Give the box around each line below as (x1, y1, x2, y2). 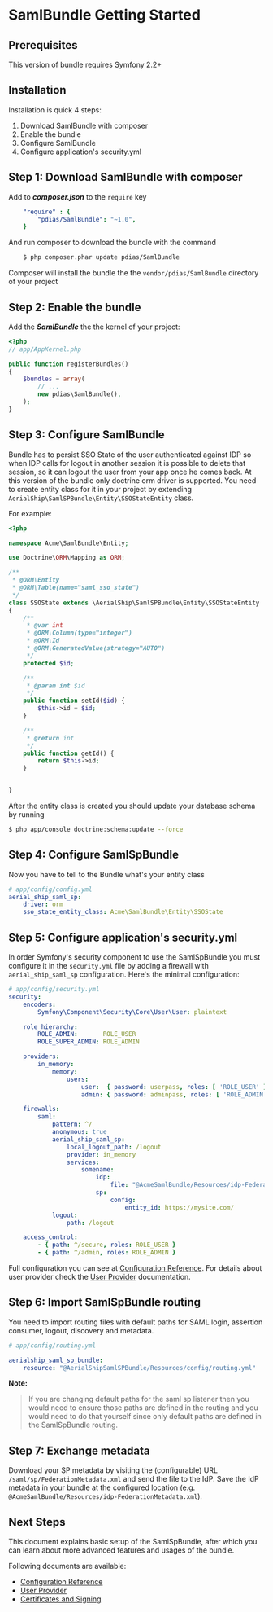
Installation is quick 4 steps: (8, 104, 102, 115)
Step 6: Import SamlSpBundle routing (8, 1295, 201, 1309)
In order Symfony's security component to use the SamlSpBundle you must (8, 952, 261, 962)
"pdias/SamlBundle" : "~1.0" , (37, 215, 136, 223)
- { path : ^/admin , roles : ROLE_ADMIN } (37, 1249, 176, 1257)
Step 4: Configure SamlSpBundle (8, 848, 179, 862)
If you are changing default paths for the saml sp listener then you (28, 1395, 249, 1404)
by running (8, 810, 45, 819)
